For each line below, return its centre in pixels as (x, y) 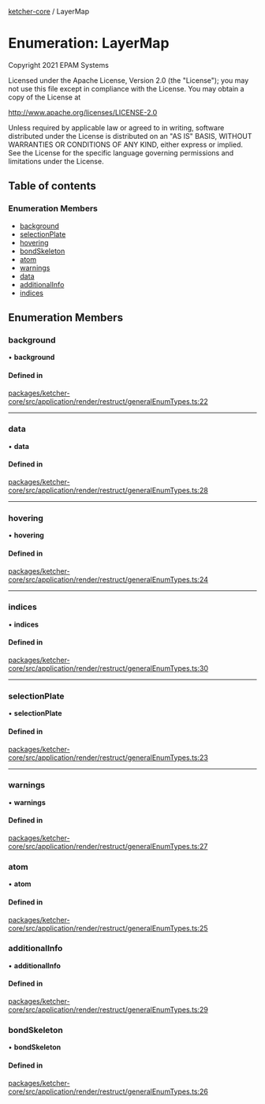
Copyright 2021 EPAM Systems (58, 65)
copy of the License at (45, 97)
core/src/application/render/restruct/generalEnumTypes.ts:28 (108, 490)
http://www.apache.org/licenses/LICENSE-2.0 (83, 112)
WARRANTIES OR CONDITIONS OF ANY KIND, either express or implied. (125, 144)
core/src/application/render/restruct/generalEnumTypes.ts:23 (108, 758)
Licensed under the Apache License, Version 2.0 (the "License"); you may (129, 80)
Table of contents (52, 186)
